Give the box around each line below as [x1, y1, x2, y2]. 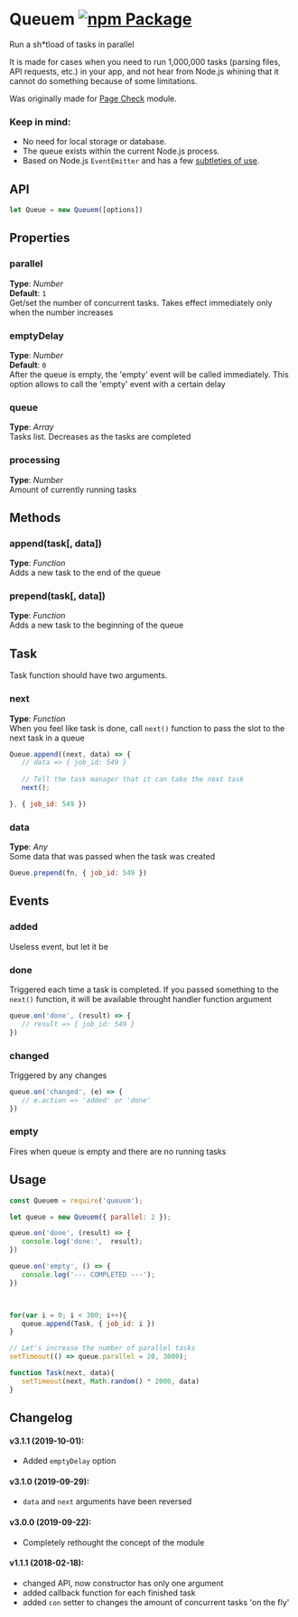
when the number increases [9, 307, 114, 318]
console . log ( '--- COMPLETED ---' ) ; [21, 1269, 155, 1279]
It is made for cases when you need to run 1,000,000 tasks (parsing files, [9, 56, 281, 67]
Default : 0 [9, 359, 47, 370]
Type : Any [9, 841, 48, 852]
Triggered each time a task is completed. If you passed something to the [9, 984, 279, 995]
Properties [9, 230, 70, 246]
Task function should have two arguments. [9, 670, 168, 681]
